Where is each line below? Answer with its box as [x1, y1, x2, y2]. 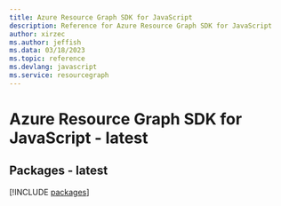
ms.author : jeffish [9, 37, 82, 47]
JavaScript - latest [9, 128, 149, 147]
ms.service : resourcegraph [9, 71, 109, 80]
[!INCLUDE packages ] [9, 186, 90, 197]
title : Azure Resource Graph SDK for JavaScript [9, 12, 193, 22]
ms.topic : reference [9, 54, 86, 63]
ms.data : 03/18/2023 [9, 46, 86, 55]
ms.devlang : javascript [9, 63, 98, 72]
